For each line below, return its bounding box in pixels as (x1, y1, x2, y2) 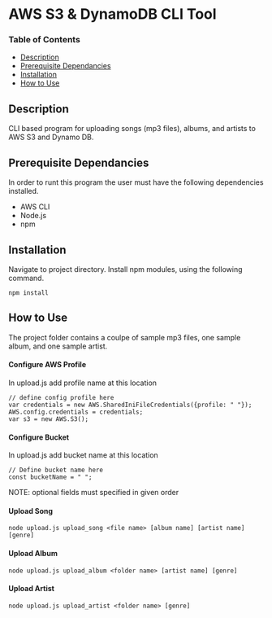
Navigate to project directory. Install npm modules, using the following (8, 264, 243, 274)
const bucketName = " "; (8, 473, 93, 481)
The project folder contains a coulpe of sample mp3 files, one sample (8, 332, 241, 342)
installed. (8, 186, 39, 196)
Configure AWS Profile (8, 360, 87, 370)
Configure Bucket (8, 432, 70, 442)
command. (8, 273, 45, 283)
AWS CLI (19, 202, 50, 212)
